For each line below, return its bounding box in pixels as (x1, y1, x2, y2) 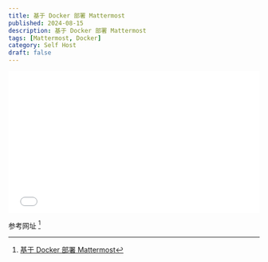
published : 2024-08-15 (8, 19, 84, 27)
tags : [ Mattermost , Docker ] (8, 34, 102, 42)
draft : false (8, 49, 52, 57)
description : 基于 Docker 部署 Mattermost (8, 26, 147, 34)
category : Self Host (8, 42, 77, 50)
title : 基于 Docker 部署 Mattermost (8, 11, 125, 20)
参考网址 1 (8, 219, 41, 230)
